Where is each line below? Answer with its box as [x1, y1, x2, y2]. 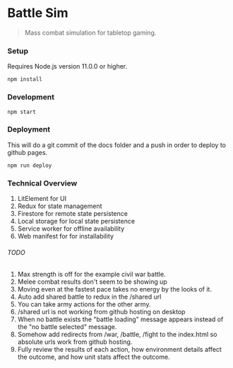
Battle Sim [7, 5, 68, 21]
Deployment [7, 125, 51, 134]
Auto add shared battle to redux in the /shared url [17, 292, 162, 301]
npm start [7, 108, 37, 115]
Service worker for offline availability [17, 224, 125, 233]
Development [7, 92, 55, 102]
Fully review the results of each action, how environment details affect [17, 345, 222, 354]
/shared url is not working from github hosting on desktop [17, 308, 186, 316]
